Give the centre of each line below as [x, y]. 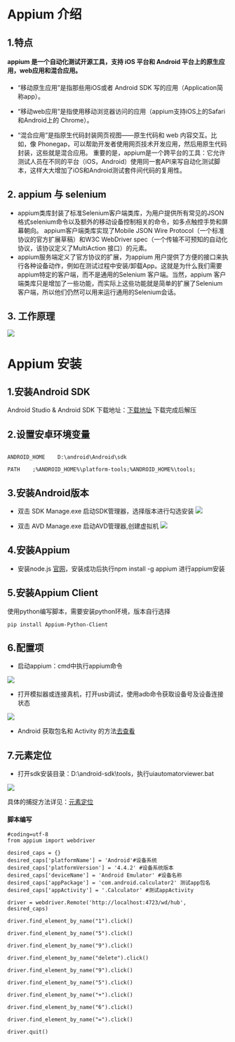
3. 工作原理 [31, 316]
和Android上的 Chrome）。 [55, 120]
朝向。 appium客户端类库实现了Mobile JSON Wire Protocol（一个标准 [124, 230]
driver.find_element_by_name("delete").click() [78, 958]
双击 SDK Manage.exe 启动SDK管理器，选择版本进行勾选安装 [106, 512]
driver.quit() [28, 1032]
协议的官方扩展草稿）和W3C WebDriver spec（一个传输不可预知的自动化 [122, 239]
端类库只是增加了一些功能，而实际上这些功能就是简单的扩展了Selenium [120, 283]
